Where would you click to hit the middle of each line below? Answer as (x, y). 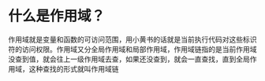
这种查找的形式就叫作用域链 (74, 68)
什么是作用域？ (57, 16)
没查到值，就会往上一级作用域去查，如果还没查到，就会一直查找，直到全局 (129, 59)
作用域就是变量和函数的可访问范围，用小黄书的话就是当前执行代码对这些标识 (132, 39)
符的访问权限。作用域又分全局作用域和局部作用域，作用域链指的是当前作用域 (132, 49)
